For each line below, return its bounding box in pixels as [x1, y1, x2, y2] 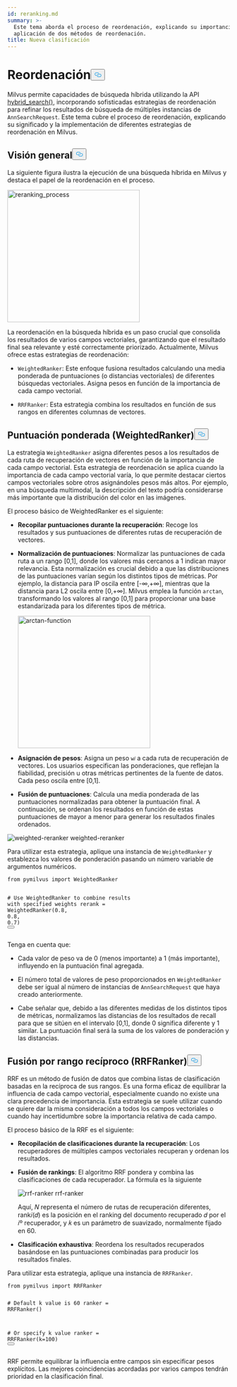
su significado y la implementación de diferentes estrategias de [7, 121, 192, 129]
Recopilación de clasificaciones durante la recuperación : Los [17, 1139, 200, 1147]
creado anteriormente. [17, 990, 83, 998]
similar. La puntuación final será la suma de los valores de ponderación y [17, 1026, 229, 1034]
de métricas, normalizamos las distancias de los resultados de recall [17, 1011, 217, 1019]
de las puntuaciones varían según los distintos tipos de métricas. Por [17, 571, 219, 580]
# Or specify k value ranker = [7, 1330, 99, 1337]
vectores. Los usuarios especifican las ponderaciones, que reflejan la [17, 761, 220, 770]
